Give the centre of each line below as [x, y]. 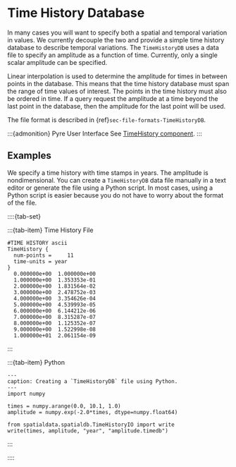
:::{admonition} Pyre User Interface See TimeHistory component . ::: [105, 133]
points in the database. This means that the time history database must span [118, 83]
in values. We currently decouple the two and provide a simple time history [116, 40]
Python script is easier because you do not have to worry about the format [116, 195]
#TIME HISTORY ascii [38, 243]
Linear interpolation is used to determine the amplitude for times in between [117, 76]
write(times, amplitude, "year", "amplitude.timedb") [88, 431]
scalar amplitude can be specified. [57, 62]
